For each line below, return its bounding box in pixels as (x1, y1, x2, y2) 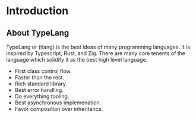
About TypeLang (6, 28, 69, 38)
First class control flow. (14, 68, 72, 75)
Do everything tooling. (14, 93, 69, 100)
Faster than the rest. (14, 74, 64, 81)
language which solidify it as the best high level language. (6, 56, 148, 63)
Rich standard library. (14, 80, 67, 87)
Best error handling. (14, 87, 64, 93)
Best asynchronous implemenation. (14, 99, 102, 106)
